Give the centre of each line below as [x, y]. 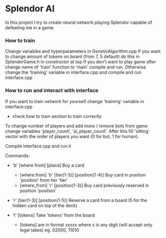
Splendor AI [30, 9]
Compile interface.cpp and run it [38, 146]
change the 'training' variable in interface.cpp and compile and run [73, 72]
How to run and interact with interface [52, 91]
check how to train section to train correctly [57, 116]
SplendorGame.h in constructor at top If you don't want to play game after [81, 62]
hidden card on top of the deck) [45, 205]
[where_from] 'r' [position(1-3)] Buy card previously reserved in [84, 185]
